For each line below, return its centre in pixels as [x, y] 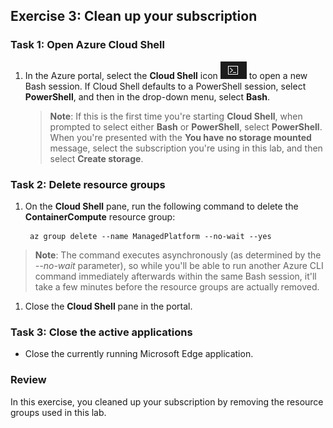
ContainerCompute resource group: [100, 216]
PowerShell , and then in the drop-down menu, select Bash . [147, 96]
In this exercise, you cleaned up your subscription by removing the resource [167, 401]
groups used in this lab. [58, 412]
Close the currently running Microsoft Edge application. [139, 354]
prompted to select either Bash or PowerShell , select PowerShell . [186, 126]
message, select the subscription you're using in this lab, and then [186, 148]
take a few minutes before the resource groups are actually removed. [177, 286]
